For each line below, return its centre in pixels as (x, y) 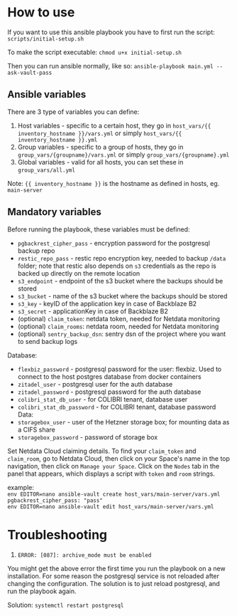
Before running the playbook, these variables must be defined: (99, 229)
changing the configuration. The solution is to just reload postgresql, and (114, 583)
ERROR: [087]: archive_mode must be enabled (84, 555)
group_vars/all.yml (46, 170)
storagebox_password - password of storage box (88, 437)
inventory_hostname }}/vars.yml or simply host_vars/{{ (100, 133)
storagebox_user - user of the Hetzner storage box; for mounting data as (123, 422)
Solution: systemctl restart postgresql (66, 605)
